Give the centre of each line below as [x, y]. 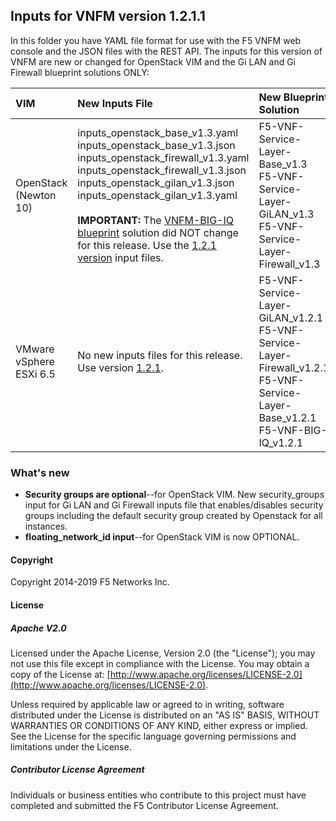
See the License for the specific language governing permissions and [153, 736]
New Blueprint [293, 97]
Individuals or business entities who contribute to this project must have [158, 795]
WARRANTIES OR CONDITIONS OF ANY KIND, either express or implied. [159, 725]
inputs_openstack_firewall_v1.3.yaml [163, 157]
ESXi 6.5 [35, 374]
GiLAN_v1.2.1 [291, 317]
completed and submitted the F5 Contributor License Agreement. [144, 805]
